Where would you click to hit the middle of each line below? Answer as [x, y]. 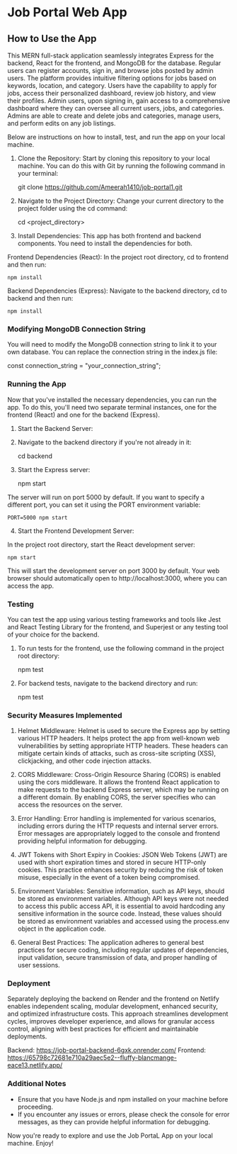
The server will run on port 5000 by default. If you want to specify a [106, 497]
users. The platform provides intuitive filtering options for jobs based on [112, 78]
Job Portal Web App [67, 12]
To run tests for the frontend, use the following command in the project [121, 648]
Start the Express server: [54, 469]
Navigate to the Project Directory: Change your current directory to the [121, 201]
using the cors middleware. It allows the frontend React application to [119, 782]
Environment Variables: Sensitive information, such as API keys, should [121, 891]
